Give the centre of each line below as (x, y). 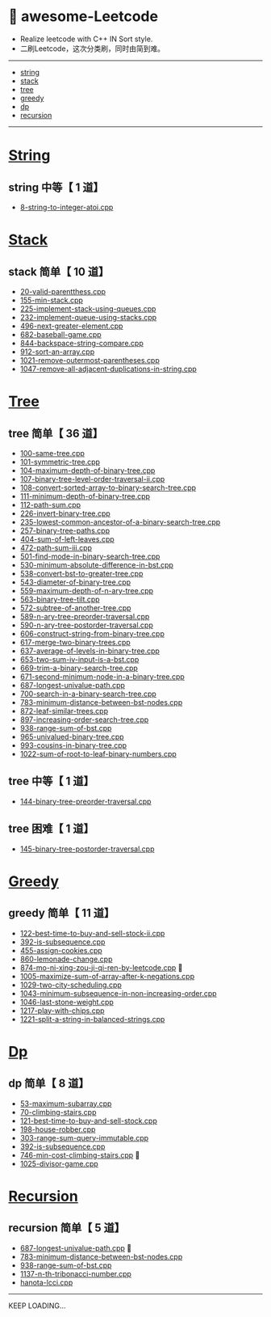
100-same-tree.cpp (52, 453)
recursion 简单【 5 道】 (67, 1228)
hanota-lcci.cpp (46, 1282)
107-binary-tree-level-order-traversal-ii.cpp (92, 479)
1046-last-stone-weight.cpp (67, 1002)
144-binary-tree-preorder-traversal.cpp (85, 801)
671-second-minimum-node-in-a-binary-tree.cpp (102, 676)
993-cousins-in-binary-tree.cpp (73, 745)
